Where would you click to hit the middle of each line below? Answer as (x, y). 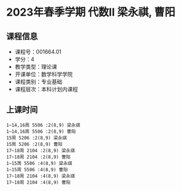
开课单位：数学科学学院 (44, 74)
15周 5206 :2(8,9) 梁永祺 (37, 138)
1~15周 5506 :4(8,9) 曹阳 (37, 169)
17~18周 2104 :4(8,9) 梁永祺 (41, 176)
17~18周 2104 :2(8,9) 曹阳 (38, 157)
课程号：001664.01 (38, 52)
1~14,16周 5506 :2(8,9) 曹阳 (41, 131)
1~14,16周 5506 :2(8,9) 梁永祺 (43, 125)
